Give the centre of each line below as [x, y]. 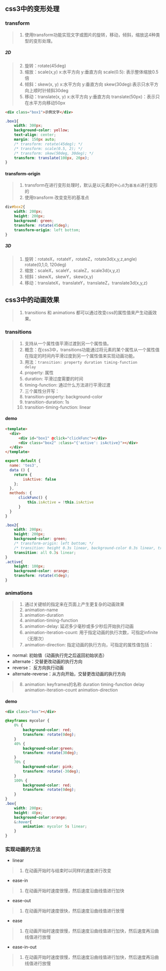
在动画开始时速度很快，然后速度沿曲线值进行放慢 [74, 911]
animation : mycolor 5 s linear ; [55, 826]
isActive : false [40, 479]
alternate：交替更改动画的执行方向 [47, 662]
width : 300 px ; [28, 126]
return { [23, 475]
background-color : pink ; [48, 767]
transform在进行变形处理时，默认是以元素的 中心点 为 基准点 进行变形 [91, 185]
